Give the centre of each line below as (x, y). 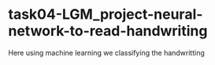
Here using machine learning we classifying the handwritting (106, 52)
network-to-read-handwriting (108, 31)
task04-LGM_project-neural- (106, 14)
